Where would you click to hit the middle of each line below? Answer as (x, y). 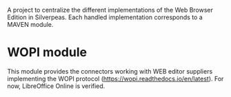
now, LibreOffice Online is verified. (56, 86)
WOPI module (47, 53)
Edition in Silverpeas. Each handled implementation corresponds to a (105, 17)
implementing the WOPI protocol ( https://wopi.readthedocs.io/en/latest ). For (115, 78)
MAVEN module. (30, 24)
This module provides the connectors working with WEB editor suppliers (110, 71)
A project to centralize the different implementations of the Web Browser (110, 10)
